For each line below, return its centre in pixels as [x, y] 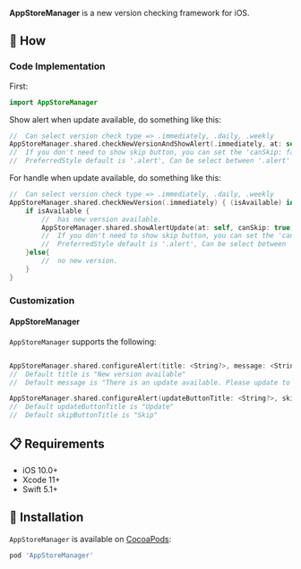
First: [19, 86]
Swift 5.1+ [40, 489]
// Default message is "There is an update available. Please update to [150, 382]
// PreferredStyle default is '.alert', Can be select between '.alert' [150, 161]
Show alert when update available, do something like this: [116, 119]
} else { [38, 253]
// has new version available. [102, 219]
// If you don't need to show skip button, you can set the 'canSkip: [146, 153]
